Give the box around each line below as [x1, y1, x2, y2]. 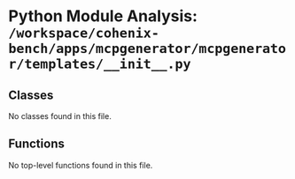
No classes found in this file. [8, 111, 112, 121]
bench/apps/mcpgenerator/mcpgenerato [8, 41, 287, 57]
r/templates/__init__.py [8, 56, 191, 72]
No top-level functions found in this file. [8, 160, 153, 170]
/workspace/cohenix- [8, 25, 160, 41]
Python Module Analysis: [8, 6, 198, 26]
